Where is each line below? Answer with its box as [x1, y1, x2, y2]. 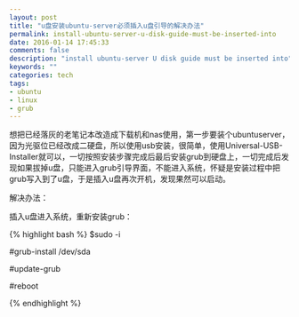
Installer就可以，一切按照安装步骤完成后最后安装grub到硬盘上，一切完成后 [9, 152, 282, 162]
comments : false [9, 46, 69, 55]
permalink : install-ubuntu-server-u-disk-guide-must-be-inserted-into [9, 29, 277, 38]
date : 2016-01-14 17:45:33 [9, 37, 109, 47]
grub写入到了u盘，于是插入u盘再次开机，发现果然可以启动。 [9, 174, 231, 185]
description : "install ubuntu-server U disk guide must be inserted [9, 54, 269, 63]
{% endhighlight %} [9, 298, 82, 309]
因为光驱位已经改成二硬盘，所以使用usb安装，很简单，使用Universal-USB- [9, 140, 283, 151]
